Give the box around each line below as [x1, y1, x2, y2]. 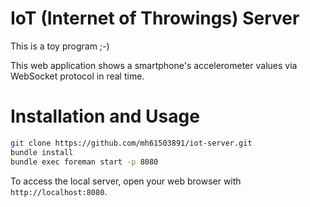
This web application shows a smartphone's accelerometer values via [10, 59, 298, 71]
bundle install [10, 147, 74, 157]
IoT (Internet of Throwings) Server [10, 7, 300, 30]
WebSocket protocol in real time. [10, 70, 145, 82]
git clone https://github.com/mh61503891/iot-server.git [10, 138, 253, 148]
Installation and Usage [10, 105, 200, 128]
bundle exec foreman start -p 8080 [10, 157, 159, 167]
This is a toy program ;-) [10, 40, 110, 52]
